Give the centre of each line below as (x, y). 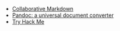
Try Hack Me (28, 22)
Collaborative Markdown (43, 9)
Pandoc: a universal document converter (63, 15)
